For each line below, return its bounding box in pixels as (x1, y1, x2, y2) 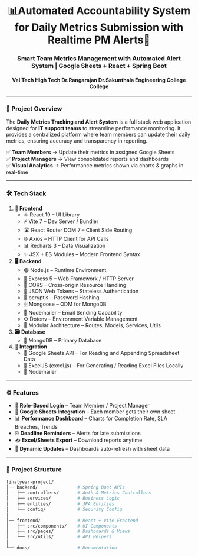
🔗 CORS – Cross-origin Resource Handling (23, 281, 127, 288)
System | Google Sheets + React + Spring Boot (31, 62, 167, 70)
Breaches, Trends (14, 424, 58, 431)
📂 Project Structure (6, 466, 62, 474)
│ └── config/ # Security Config (6, 506, 123, 512)
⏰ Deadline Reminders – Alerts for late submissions (14, 429, 141, 437)
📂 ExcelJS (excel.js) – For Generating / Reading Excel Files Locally (23, 361, 184, 369)
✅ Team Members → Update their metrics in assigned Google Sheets (6, 148, 175, 156)
